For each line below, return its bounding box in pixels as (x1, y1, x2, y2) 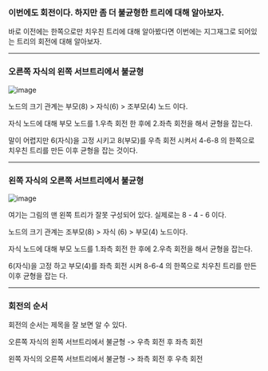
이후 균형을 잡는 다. (8, 270, 68, 281)
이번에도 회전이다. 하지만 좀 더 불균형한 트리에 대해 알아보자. (8, 6, 225, 18)
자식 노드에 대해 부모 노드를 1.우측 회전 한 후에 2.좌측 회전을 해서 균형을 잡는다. (8, 118, 253, 128)
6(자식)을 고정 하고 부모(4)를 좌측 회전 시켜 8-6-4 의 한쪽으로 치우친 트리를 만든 (8, 261, 258, 270)
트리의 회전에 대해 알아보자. (16, 37, 102, 46)
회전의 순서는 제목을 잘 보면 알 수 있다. (8, 320, 128, 329)
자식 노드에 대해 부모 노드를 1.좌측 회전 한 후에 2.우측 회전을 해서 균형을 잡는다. (8, 244, 253, 253)
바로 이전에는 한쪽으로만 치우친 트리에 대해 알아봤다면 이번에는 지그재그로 (8, 26, 237, 37)
